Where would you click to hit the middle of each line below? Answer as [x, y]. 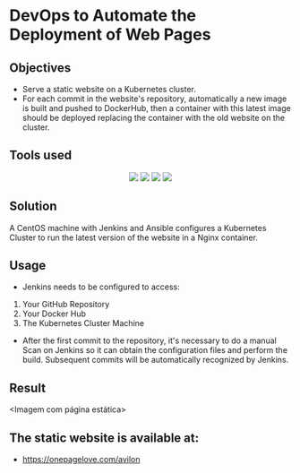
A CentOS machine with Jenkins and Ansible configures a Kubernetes [138, 228]
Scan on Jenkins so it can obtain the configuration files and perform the [155, 350]
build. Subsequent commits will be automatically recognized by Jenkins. [155, 360]
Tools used [41, 155]
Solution [33, 206]
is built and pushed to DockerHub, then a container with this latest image [156, 108]
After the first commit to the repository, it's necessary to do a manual [150, 340]
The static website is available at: [104, 438]
